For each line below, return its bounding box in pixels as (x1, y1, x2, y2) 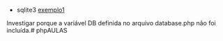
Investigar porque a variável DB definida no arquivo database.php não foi (6, 19, 217, 27)
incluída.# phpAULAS (6, 27, 68, 34)
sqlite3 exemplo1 (16, 6, 65, 14)
